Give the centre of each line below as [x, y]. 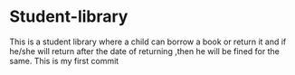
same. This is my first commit [64, 61]
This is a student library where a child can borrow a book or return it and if [148, 42]
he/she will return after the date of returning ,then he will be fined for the [145, 51]
